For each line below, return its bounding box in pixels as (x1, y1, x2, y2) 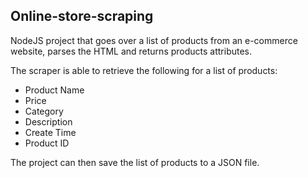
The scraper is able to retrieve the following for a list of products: (10, 64, 278, 76)
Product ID (24, 137, 70, 149)
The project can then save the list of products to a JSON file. (10, 156, 260, 168)
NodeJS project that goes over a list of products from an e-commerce (10, 34, 298, 46)
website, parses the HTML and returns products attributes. (10, 45, 253, 57)
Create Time (24, 126, 77, 138)
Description (24, 115, 73, 128)
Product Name (24, 84, 85, 96)
